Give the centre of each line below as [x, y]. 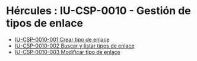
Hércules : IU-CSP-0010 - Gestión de [99, 11]
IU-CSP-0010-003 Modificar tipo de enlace [67, 52]
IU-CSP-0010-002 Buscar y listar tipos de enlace [74, 46]
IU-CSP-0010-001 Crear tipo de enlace [62, 39]
